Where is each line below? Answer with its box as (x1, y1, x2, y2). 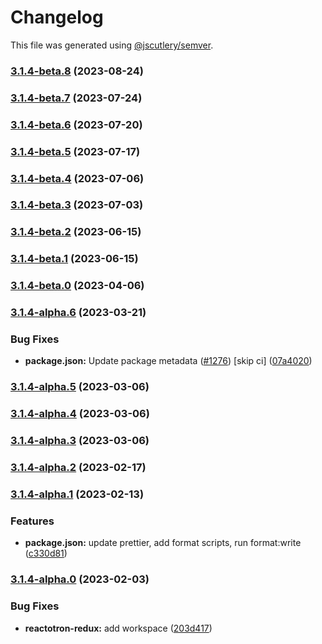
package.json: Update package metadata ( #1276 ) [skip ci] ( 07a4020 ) (24, 355, 313, 367)
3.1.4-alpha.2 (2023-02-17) (10, 461, 147, 475)
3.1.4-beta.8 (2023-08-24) (10, 64, 144, 78)
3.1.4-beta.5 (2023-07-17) (10, 144, 141, 158)
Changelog (10, 6, 104, 29)
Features (10, 514, 55, 528)
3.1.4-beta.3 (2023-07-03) (10, 198, 144, 212)
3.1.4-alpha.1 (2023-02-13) (10, 487, 145, 501)
